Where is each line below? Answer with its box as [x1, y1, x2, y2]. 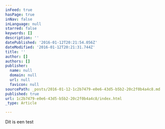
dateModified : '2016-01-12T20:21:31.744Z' [5, 45, 95, 50]
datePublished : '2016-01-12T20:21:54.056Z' [5, 40, 98, 45]
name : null [10, 68, 33, 73]
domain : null [10, 73, 37, 78]
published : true [5, 91, 39, 96]
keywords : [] [5, 31, 33, 36]
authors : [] [5, 59, 30, 64]
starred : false [5, 26, 37, 31]
